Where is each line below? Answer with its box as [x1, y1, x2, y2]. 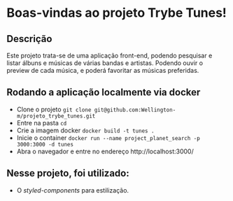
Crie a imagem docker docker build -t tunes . [16, 126, 155, 134]
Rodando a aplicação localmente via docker [6, 86, 201, 99]
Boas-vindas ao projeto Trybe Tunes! [6, 5, 227, 21]
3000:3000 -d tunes [16, 141, 74, 148]
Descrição [6, 33, 52, 45]
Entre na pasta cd [16, 118, 67, 127]
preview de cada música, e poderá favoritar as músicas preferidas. [6, 67, 199, 74]
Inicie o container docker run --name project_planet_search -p [16, 133, 200, 141]
